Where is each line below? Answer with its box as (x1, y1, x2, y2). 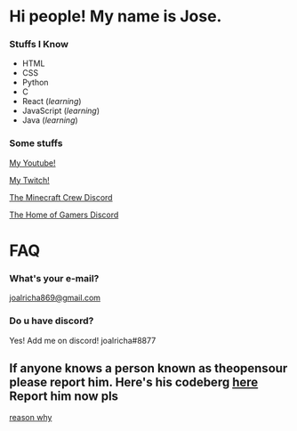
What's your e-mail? (9, 272, 100, 284)
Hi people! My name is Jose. (9, 6, 222, 27)
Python (21, 77, 49, 88)
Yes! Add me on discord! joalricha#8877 (9, 335, 157, 346)
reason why (9, 412, 52, 423)
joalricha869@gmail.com (9, 292, 100, 304)
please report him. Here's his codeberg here (9, 374, 259, 389)
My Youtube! (9, 158, 56, 168)
